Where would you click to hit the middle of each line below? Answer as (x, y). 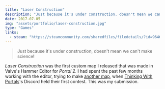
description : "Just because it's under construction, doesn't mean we (79, 14)
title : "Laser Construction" (35, 10)
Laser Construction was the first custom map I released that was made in (79, 66)
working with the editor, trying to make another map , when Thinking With (79, 76)
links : (12, 32)
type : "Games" (20, 28)
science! (26, 56)
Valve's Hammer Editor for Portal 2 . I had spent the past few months (74, 71)
